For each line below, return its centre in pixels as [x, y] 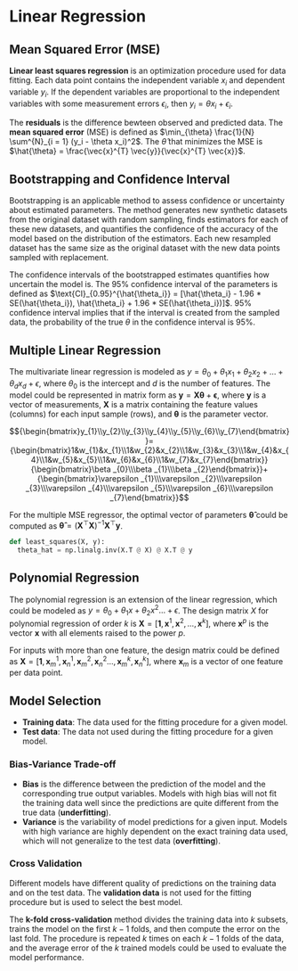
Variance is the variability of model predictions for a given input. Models [154, 821]
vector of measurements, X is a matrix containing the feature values [133, 404]
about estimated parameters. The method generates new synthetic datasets [148, 210]
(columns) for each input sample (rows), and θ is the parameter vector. [139, 414]
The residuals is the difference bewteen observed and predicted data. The [146, 123]
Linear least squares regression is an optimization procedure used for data [148, 70]
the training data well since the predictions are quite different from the [150, 802]
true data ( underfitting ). [66, 812]
